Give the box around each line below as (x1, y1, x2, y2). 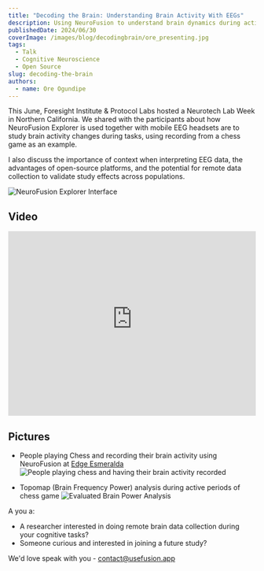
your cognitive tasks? (19, 530, 89, 539)
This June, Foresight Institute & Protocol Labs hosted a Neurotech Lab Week (8, 106, 255, 116)
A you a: (8, 506, 35, 516)
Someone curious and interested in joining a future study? (19, 539, 207, 547)
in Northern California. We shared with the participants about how (8, 115, 222, 124)
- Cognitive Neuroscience (15, 56, 101, 64)
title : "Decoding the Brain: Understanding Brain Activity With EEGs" (8, 11, 244, 20)
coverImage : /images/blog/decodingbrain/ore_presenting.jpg (8, 33, 210, 42)
